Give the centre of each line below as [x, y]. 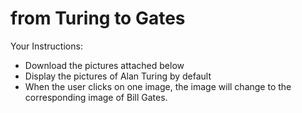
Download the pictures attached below [104, 65]
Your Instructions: [46, 46]
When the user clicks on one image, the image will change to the [158, 86]
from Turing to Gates [98, 18]
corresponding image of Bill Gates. [96, 97]
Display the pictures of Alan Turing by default [118, 76]
